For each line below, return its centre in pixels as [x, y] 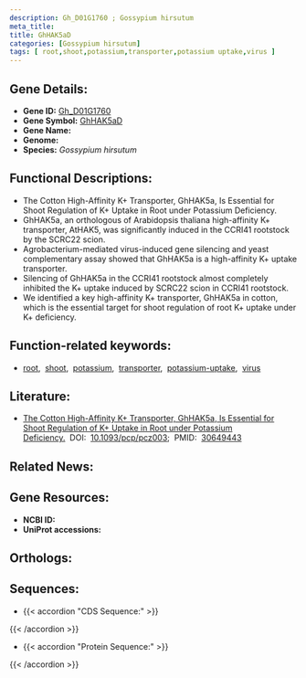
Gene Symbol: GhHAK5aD [73, 121]
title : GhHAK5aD [40, 35]
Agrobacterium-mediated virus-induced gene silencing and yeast [146, 249]
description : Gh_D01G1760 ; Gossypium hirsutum [102, 18]
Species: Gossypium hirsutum [79, 149]
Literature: [40, 396]
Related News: [52, 466]
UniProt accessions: [62, 529]
